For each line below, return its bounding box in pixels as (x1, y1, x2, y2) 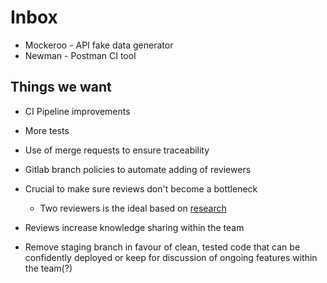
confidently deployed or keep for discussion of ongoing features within (24, 251, 318, 263)
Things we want (10, 79, 112, 96)
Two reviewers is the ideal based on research (39, 202, 227, 214)
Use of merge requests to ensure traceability (24, 144, 210, 156)
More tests (24, 124, 70, 136)
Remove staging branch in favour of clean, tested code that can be (24, 241, 301, 253)
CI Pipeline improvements (24, 105, 131, 117)
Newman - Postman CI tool (24, 49, 137, 61)
